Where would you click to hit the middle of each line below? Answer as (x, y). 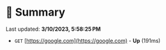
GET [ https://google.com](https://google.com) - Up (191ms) (88, 40)
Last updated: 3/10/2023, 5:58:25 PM (53, 29)
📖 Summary (35, 12)
